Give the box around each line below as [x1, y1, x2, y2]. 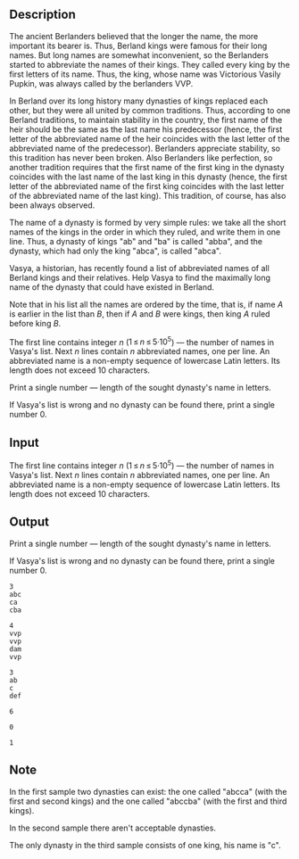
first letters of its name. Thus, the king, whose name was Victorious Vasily [9, 69, 281, 79]
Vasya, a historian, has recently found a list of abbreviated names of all [9, 262, 270, 273]
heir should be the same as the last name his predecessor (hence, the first [9, 124, 283, 135]
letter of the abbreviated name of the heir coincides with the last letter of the [9, 133, 290, 144]
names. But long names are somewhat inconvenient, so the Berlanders [9, 49, 270, 61]
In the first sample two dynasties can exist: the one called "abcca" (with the [9, 786, 287, 797]
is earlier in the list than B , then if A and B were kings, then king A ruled [9, 308, 270, 319]
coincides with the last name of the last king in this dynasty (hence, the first [9, 171, 287, 182]
